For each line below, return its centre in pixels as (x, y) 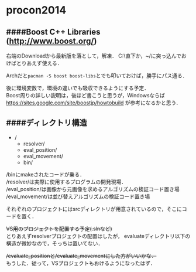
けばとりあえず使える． (34, 63)
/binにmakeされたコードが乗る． (45, 174)
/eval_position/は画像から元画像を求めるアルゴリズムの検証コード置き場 (93, 189)
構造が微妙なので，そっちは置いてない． (55, 243)
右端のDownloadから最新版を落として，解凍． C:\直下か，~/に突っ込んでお (96, 56)
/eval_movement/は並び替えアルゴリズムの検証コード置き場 (78, 196)
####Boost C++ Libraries (53, 32)
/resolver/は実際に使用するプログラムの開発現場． (66, 182)
